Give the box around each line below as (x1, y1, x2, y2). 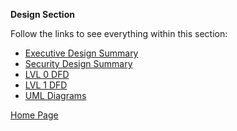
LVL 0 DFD (24, 69, 70, 80)
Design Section (10, 9, 75, 20)
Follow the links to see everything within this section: (10, 28, 228, 39)
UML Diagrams (24, 90, 87, 101)
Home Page (10, 109, 59, 121)
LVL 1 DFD (24, 79, 68, 91)
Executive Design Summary (24, 47, 139, 59)
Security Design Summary (24, 58, 133, 69)
